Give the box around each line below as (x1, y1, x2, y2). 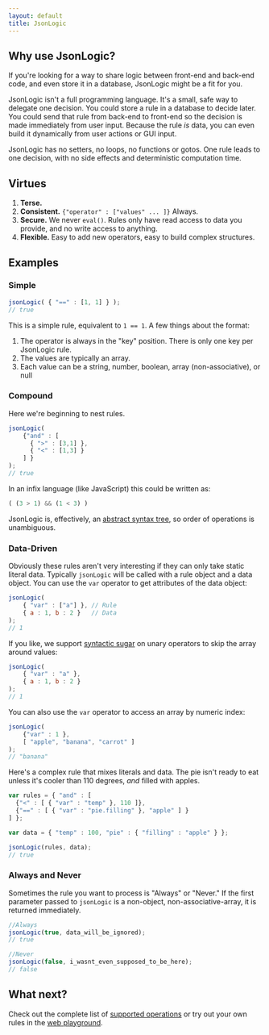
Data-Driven (8, 542, 58, 553)
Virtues (8, 177, 47, 190)
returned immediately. (8, 905, 81, 915)
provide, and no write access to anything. (19, 223, 159, 234)
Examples (8, 256, 59, 269)
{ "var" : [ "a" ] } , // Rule (23, 602, 117, 610)
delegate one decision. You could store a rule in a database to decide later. (8, 103, 256, 113)
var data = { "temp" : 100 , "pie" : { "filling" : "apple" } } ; (8, 828, 229, 837)
